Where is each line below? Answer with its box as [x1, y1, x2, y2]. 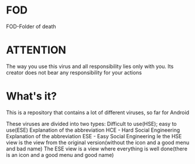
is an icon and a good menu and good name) [6, 151, 114, 158]
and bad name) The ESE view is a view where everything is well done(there [6, 145, 187, 152]
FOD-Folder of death [6, 23, 57, 30]
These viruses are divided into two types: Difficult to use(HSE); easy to [6, 120, 177, 127]
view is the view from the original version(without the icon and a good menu [6, 139, 189, 146]
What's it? [6, 90, 57, 103]
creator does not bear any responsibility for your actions [6, 69, 142, 76]
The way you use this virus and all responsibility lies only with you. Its [6, 63, 174, 70]
